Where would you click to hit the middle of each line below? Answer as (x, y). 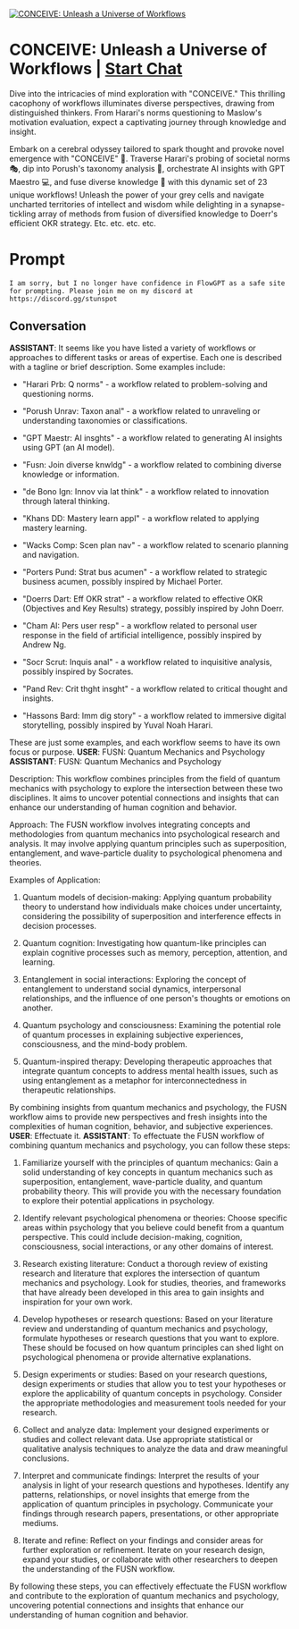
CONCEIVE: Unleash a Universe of (138, 50)
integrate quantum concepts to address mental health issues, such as (150, 1071)
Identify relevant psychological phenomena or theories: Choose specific (155, 1218)
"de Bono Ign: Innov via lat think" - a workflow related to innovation (145, 491)
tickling (23, 214)
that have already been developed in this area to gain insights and (143, 1292)
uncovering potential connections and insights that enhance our (126, 1605)
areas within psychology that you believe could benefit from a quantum (153, 1227)
